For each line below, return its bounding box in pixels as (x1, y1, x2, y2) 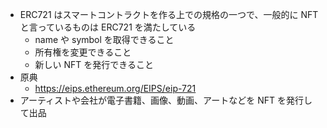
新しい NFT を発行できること (34, 59, 155, 70)
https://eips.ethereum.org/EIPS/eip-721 (34, 83, 197, 94)
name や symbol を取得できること (34, 34, 175, 45)
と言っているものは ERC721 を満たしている (19, 21, 197, 33)
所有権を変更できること (34, 46, 132, 58)
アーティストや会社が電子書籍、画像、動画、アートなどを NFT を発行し (19, 94, 313, 106)
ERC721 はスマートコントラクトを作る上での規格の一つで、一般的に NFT (19, 9, 319, 20)
